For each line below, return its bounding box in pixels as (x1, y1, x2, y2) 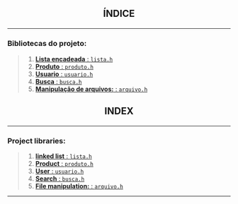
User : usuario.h (35, 167, 84, 176)
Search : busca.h (35, 174, 85, 183)
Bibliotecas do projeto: (7, 39, 87, 49)
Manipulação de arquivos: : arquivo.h (35, 85, 148, 93)
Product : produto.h (35, 160, 93, 168)
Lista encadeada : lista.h (35, 54, 113, 63)
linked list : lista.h (35, 152, 92, 160)
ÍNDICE (103, 8, 135, 20)
